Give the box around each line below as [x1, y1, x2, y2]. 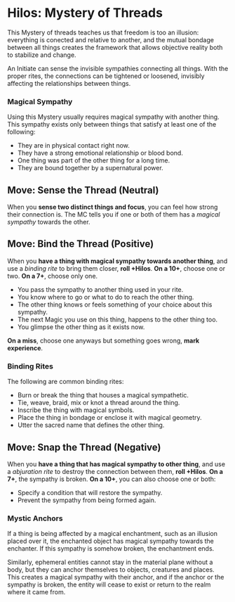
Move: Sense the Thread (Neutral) [7, 184, 159, 196]
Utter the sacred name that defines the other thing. [17, 421, 165, 430]
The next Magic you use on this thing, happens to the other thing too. [17, 315, 218, 324]
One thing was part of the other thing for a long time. [17, 156, 170, 165]
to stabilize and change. [7, 51, 76, 59]
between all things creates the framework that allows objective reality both [7, 43, 223, 51]
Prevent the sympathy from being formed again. [17, 496, 156, 504]
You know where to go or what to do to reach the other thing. [17, 293, 194, 301]
